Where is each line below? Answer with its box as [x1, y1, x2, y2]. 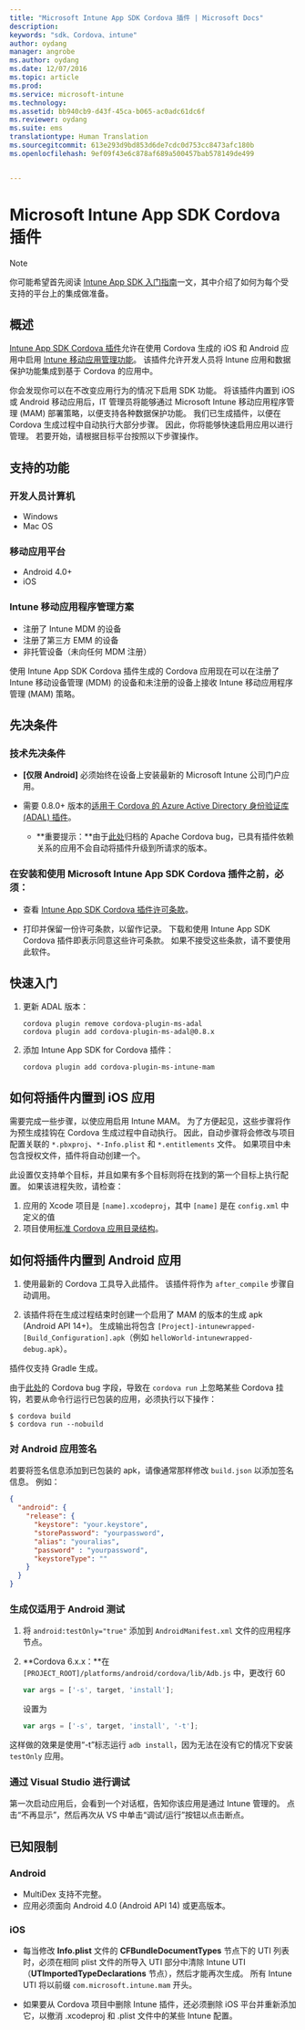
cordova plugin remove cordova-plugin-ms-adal [22, 1020, 203, 1029]
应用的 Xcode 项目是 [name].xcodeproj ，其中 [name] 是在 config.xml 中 [22, 1200, 290, 1211]
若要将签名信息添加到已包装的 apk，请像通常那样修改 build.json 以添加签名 [9, 1465, 294, 1476]
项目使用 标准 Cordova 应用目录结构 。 [22, 1223, 164, 1234]
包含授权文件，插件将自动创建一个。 [9, 1150, 146, 1161]
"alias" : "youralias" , [33, 1537, 120, 1546]
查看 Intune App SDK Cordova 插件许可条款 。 [22, 904, 194, 915]
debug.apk [22, 1345, 61, 1355]
